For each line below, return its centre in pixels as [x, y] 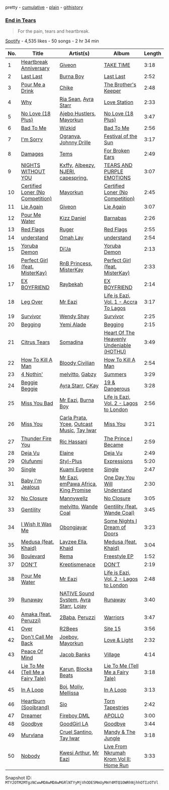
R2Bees [69, 629]
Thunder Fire [36, 439]
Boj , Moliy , [72, 687]
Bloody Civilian [77, 363]
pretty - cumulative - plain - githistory [44, 7]
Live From [115, 747]
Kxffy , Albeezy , [77, 165]
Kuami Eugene [77, 470]
